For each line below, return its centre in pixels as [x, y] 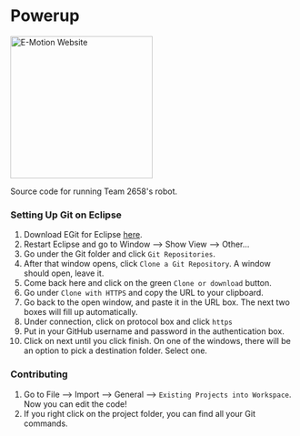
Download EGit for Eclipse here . [83, 235]
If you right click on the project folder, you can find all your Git [139, 413]
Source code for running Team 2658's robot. [94, 191]
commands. [45, 423]
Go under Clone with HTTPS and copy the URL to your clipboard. [144, 293]
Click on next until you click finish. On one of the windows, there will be [157, 341]
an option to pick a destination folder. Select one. [115, 350]
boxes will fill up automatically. [81, 312]
